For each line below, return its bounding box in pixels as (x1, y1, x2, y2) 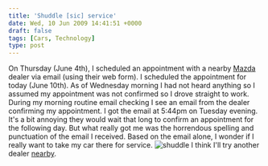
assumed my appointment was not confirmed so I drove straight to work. (8, 89, 249, 99)
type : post (8, 42, 45, 50)
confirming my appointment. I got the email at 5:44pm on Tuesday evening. (8, 106, 258, 116)
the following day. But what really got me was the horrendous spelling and (8, 123, 254, 133)
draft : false (8, 26, 52, 34)
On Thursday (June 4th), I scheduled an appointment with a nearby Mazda (8, 63, 256, 73)
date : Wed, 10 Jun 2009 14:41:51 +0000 (8, 19, 142, 27)
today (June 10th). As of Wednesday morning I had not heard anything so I (8, 81, 256, 91)
